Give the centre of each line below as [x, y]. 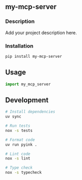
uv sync [13, 117]
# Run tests [18, 126]
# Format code [20, 140]
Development [27, 100]
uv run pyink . [21, 144]
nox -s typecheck [24, 173]
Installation [19, 46]
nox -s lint [18, 159]
